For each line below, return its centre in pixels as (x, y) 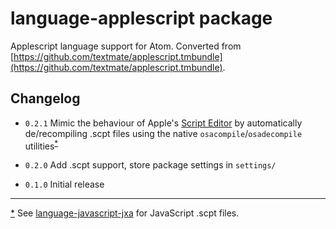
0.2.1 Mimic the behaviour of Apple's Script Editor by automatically (163, 123)
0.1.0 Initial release (64, 184)
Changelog (45, 98)
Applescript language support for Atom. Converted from (126, 46)
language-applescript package (141, 18)
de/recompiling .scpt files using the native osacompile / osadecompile (163, 133)
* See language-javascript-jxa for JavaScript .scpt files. (125, 213)
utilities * (41, 145)
